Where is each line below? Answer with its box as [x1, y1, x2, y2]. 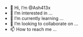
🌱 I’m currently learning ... [10, 15, 64, 21]
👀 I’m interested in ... [10, 10, 53, 16]
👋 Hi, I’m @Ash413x [10, 5, 51, 10]
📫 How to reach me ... [10, 26, 57, 32]
